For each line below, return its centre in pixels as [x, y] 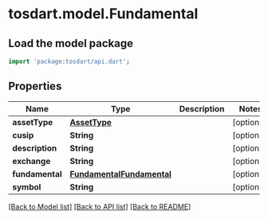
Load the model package [71, 43]
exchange [32, 161]
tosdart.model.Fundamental [103, 14]
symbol [27, 186]
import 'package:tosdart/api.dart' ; [69, 61]
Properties [35, 86]
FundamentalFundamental [120, 174]
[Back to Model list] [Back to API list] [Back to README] [100, 206]
